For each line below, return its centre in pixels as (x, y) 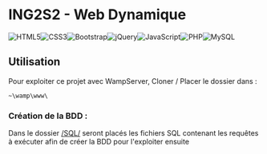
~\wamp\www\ (28, 96)
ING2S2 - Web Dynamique (97, 15)
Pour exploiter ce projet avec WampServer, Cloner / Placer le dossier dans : (133, 81)
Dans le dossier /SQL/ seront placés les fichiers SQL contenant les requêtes (133, 133)
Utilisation (34, 62)
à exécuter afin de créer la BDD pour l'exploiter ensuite (99, 142)
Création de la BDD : (48, 116)
